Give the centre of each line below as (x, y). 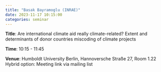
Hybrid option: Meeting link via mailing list (49, 64)
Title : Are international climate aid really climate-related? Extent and (76, 34)
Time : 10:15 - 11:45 (25, 49)
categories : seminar (27, 19)
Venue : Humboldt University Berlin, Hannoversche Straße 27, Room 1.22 (81, 59)
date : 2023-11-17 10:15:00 (34, 15)
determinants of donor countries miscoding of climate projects (71, 39)
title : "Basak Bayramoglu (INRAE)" (43, 10)
